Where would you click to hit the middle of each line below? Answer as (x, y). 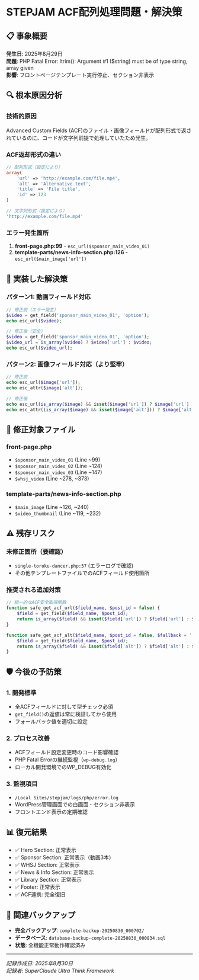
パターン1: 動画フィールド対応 (48, 297)
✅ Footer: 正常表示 (37, 887)
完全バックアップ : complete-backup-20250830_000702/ (79, 930)
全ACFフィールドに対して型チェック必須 (64, 707)
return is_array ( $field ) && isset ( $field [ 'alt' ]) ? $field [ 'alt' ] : (103, 646)
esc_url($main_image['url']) (51, 259)
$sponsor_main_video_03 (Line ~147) (58, 472)
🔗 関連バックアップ (41, 915)
